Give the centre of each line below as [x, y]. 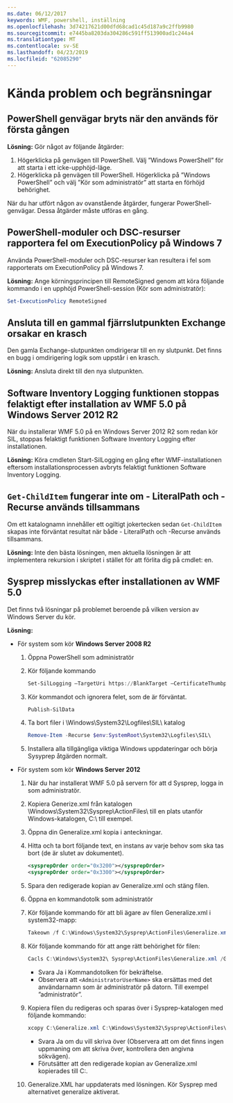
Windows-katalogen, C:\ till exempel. [80, 819]
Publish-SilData [51, 709]
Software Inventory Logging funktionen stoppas [113, 393]
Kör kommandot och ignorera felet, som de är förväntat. [107, 697]
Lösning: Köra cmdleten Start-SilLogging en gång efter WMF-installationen [114, 460]
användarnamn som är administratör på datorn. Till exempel [123, 987]
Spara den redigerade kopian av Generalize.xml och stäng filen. [118, 886]
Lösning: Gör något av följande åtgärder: [66, 146]
